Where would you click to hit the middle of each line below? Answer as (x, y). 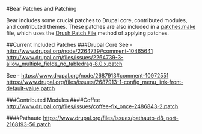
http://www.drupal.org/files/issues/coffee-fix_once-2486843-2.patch (92, 106)
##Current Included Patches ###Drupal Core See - (69, 45)
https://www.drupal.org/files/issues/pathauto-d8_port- (111, 118)
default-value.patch (31, 88)
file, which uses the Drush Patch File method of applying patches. (88, 33)
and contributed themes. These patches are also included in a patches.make (101, 27)
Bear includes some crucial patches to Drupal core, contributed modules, (97, 20)
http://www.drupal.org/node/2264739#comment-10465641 (80, 51)
